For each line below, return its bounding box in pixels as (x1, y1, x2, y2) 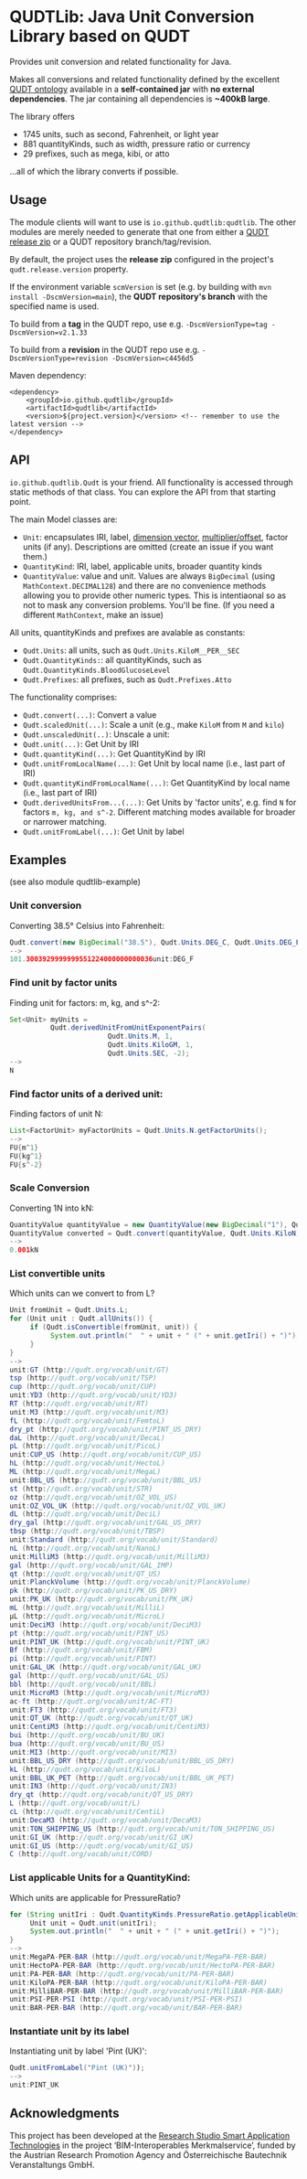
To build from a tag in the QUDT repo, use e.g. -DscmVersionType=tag (9, 318, 268, 329)
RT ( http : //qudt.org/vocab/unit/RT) (9, 1399, 149, 1409)
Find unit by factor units (9, 977, 118, 989)
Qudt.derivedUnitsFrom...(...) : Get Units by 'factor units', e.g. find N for (22, 796, 297, 807)
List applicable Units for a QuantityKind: (9, 1872, 191, 1885)
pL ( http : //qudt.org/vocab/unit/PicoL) (9, 1442, 162, 1451)
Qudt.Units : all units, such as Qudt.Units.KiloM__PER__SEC (22, 645, 240, 656)
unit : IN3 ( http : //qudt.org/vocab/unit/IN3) (9, 1781, 178, 1791)
